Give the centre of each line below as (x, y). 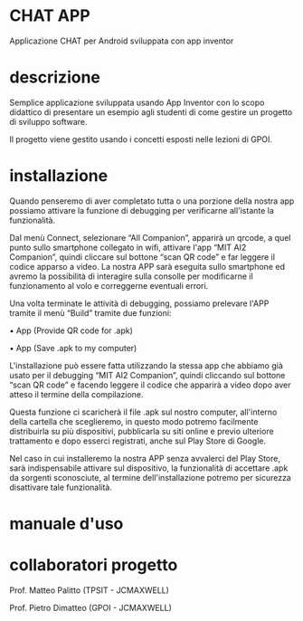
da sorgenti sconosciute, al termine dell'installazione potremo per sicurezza (150, 477)
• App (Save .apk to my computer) (73, 348)
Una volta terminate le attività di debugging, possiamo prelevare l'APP (139, 303)
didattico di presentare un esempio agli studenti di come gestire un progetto (151, 112)
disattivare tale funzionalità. (61, 487)
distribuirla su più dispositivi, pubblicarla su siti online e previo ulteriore (142, 431)
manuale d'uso (66, 524)
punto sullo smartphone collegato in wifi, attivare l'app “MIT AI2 (128, 247)
